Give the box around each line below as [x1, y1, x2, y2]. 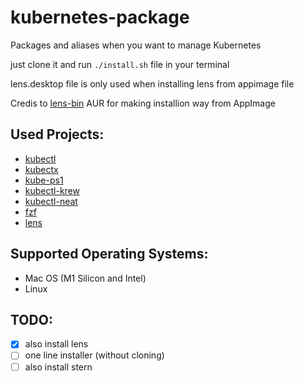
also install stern [24, 361, 93, 373]
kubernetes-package [10, 6, 190, 29]
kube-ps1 [24, 174, 64, 186]
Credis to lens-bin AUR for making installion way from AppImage [10, 97, 276, 109]
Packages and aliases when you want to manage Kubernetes [10, 39, 262, 51]
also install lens [24, 338, 89, 350]
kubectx [24, 163, 59, 175]
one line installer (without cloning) [24, 349, 165, 361]
